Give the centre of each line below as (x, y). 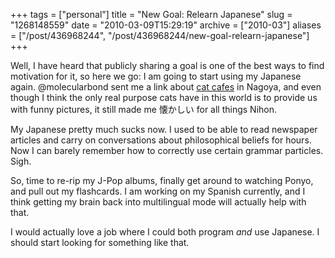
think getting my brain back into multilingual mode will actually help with (158, 202)
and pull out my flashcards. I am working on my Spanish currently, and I (158, 191)
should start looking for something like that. (100, 242)
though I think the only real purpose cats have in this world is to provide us (164, 97)
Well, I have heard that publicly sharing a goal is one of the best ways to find (167, 65)
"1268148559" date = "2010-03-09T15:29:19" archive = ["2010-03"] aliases (166, 25)
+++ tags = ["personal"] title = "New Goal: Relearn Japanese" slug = (151, 14)
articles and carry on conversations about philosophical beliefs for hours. (161, 140)
